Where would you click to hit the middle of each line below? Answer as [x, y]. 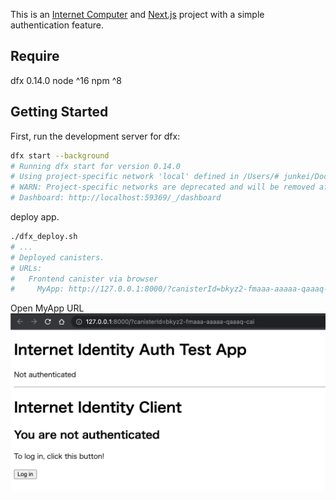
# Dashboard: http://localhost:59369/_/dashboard [116, 198]
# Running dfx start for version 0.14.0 [96, 166]
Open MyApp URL [47, 308]
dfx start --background [60, 155]
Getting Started [59, 112]
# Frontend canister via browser [84, 279]
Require [35, 56]
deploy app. [35, 217]
